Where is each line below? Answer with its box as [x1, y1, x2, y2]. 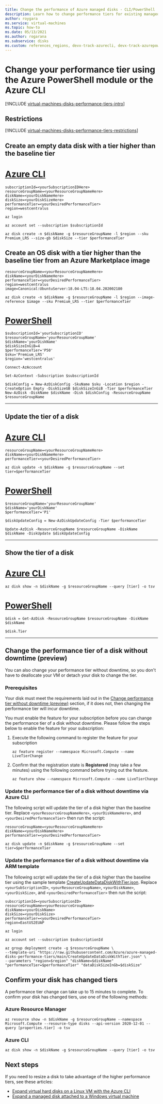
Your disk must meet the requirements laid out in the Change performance [5, 696, 154, 701]
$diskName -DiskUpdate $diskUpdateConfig [5, 531, 90, 536]
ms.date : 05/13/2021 [5, 30, 47, 34]
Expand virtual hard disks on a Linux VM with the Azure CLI [12, 1088, 131, 1094]
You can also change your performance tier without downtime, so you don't [5, 667, 156, 673]
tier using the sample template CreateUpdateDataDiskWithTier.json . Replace [5, 879, 157, 885]
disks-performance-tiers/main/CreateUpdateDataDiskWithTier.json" [5, 954, 142, 959]
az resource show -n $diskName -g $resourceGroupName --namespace [5, 1017, 142, 1022]
